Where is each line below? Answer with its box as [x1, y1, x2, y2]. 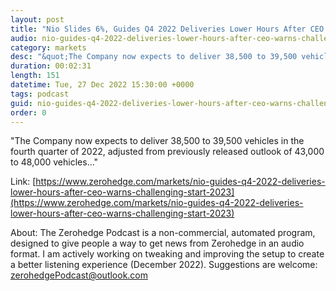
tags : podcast [10, 89, 70, 99]
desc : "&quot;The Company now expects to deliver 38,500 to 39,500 [10, 52, 298, 62]
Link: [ [10, 176, 37, 188]
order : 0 [10, 107, 47, 118]
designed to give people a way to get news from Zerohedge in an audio [10, 237, 305, 250]
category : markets [10, 42, 87, 53]
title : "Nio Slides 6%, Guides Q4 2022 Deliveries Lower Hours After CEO [10, 24, 325, 34]
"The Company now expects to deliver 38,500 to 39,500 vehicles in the [10, 135, 305, 147]
